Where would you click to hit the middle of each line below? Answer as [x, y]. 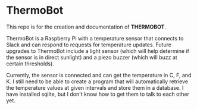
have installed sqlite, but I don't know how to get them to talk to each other [98, 94]
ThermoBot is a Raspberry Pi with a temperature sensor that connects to [95, 38]
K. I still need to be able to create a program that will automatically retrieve [97, 81]
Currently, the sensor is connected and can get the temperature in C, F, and [99, 75]
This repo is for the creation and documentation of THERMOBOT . [86, 27]
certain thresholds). [30, 64]
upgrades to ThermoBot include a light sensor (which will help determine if [98, 51]
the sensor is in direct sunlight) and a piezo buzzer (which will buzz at [92, 57]
